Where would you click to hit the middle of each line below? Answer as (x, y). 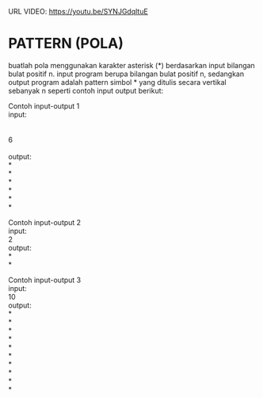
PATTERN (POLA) (66, 44)
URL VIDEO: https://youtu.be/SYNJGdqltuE (78, 11)
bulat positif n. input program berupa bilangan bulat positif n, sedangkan (126, 74)
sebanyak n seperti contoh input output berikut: (86, 90)
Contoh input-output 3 (45, 280)
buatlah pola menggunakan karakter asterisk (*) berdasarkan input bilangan (131, 65)
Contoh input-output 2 (45, 222)
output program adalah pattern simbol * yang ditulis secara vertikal (118, 82)
